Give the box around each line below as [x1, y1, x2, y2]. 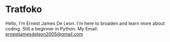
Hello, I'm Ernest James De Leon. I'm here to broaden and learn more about [5, 20, 165, 26]
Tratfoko [5, 4, 42, 15]
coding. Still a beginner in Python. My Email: [5, 25, 98, 31]
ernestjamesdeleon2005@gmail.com [5, 31, 83, 37]
